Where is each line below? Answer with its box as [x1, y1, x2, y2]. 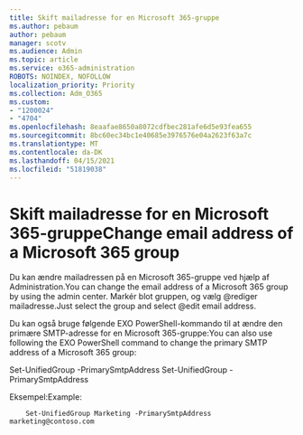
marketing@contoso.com [9, 417, 95, 426]
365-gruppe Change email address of [9, 222, 294, 243]
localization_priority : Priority [9, 80, 135, 90]
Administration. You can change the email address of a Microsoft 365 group [9, 281, 289, 292]
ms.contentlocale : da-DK [9, 147, 103, 156]
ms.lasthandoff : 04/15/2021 [9, 156, 115, 165]
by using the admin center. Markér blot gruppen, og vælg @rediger [9, 291, 259, 302]
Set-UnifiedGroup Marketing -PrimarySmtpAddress [25, 409, 212, 419]
